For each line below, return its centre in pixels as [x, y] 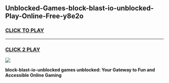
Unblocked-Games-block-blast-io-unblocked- [80, 8]
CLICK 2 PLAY [23, 49]
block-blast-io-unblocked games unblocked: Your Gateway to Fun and [80, 69]
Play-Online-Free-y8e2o [45, 16]
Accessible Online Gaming [33, 75]
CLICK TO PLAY [25, 31]
